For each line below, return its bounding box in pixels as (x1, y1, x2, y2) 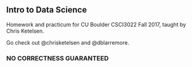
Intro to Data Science (6, 5, 87, 15)
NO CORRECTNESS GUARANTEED (6, 54, 109, 62)
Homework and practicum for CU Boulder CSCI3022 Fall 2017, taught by (6, 21, 187, 28)
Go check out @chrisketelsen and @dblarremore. (6, 39, 130, 46)
